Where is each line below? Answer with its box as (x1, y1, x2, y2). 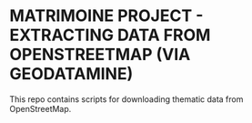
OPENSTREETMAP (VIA (9, 45, 191, 65)
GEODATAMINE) (9, 64, 134, 85)
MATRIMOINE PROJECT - (9, 5, 204, 26)
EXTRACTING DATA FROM (9, 25, 211, 46)
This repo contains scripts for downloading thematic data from (9, 93, 244, 105)
